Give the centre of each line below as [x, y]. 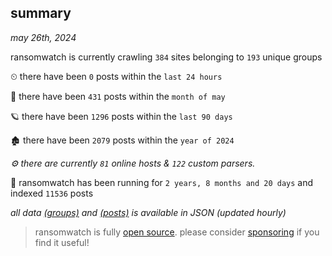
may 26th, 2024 [43, 37]
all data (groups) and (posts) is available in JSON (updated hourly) [148, 212]
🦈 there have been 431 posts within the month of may [118, 96]
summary [41, 13]
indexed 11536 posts [52, 193]
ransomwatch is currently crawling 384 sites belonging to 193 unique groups [166, 57]
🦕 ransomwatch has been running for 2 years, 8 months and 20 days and [162, 182]
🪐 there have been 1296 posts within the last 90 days [121, 116]
